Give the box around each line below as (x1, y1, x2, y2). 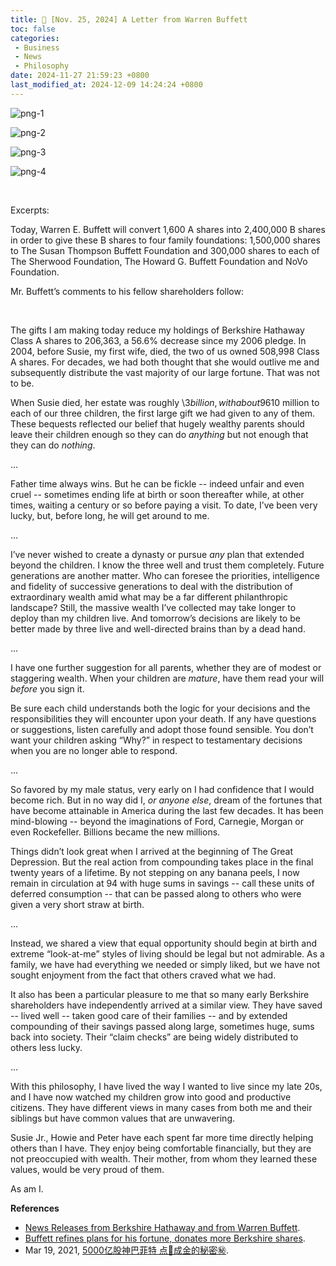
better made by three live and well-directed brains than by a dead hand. (10, 622, 306, 635)
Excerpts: (10, 204, 50, 216)
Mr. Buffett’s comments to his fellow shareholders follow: (10, 285, 244, 297)
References (10, 1202, 60, 1214)
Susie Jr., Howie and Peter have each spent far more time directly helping (10, 1131, 314, 1143)
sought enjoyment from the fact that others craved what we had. (10, 969, 277, 981)
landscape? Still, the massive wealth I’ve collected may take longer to (10, 601, 297, 613)
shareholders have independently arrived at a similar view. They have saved (10, 999, 323, 1011)
